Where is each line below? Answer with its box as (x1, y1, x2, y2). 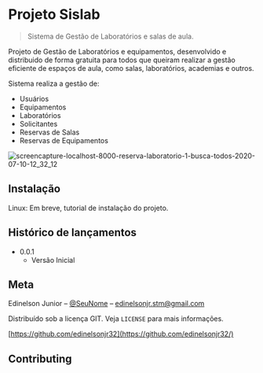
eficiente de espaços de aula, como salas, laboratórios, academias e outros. (8, 63, 254, 72)
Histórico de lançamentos (8, 226, 137, 239)
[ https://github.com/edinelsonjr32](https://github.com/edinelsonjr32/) (8, 329, 234, 339)
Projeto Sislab (8, 6, 100, 24)
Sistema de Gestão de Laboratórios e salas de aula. (27, 31, 194, 41)
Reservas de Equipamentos (19, 135, 108, 145)
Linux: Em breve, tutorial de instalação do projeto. (8, 203, 169, 212)
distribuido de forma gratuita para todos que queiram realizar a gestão (8, 55, 236, 65)
